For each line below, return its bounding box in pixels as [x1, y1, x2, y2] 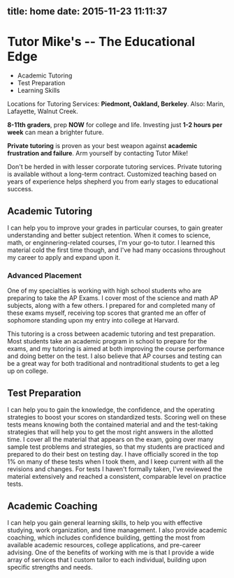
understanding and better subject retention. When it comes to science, [7, 231, 211, 239]
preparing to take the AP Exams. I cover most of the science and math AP [7, 294, 219, 302]
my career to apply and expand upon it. [7, 253, 121, 262]
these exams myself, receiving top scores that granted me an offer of [7, 309, 206, 317]
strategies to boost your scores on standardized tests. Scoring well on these [7, 413, 227, 422]
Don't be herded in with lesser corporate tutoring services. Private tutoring [7, 163, 222, 171]
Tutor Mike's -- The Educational [7, 34, 196, 50]
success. [7, 185, 34, 193]
